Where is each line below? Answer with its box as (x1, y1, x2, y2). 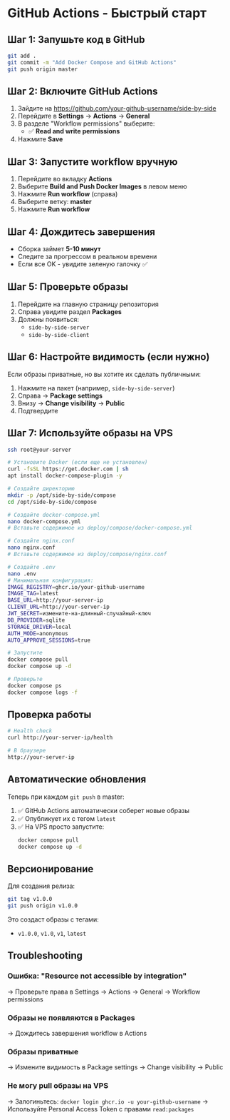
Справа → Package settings (17, 391, 103, 400)
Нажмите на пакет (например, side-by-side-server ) (17, 383, 175, 392)
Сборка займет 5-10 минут (17, 245, 101, 253)
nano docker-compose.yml (7, 518, 81, 525)
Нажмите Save (17, 135, 63, 143)
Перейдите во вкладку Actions (17, 175, 113, 183)
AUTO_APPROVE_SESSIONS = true (7, 637, 91, 644)
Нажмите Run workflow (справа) (17, 190, 118, 198)
